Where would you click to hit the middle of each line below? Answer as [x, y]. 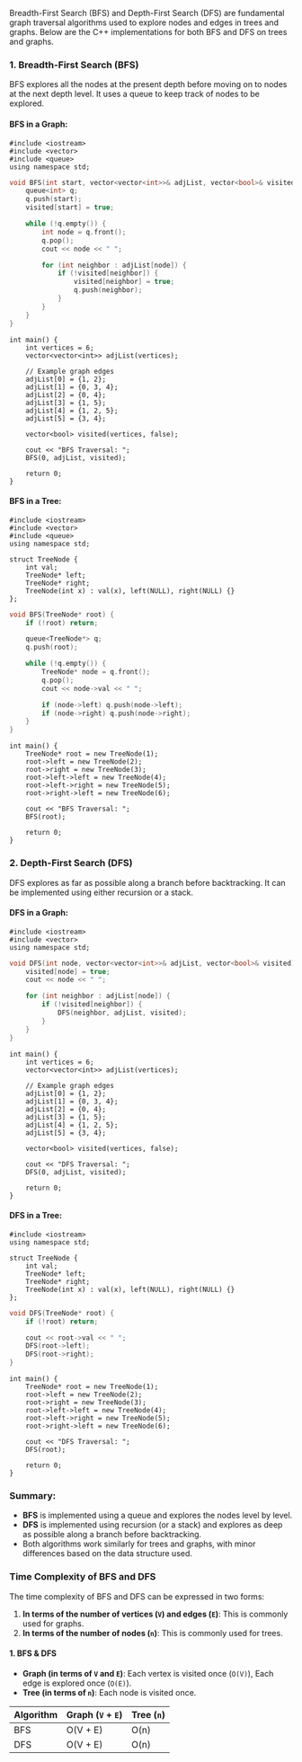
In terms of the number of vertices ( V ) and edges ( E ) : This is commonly [155, 1614]
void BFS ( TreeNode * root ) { [62, 615]
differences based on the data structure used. [107, 1554]
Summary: [33, 1495]
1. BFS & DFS [33, 1653]
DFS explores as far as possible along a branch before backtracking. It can [147, 882]
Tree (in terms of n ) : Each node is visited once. [109, 1692]
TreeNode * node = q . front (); [96, 672]
